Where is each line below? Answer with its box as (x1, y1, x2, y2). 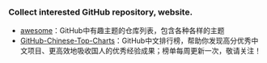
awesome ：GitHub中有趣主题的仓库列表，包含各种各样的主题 (19, 26, 225, 36)
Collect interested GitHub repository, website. (8, 6, 193, 18)
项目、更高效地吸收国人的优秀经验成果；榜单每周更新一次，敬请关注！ (27, 46, 261, 56)
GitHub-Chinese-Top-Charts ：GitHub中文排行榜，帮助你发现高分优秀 (19, 36, 252, 46)
